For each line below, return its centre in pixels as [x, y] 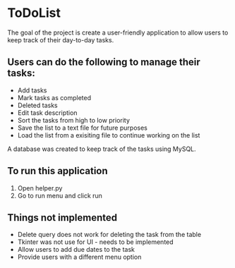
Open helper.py [40, 188]
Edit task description [47, 112]
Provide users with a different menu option [79, 257]
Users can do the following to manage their [104, 62]
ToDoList [34, 13]
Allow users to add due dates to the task [76, 250]
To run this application [58, 171]
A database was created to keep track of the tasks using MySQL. [102, 149]
